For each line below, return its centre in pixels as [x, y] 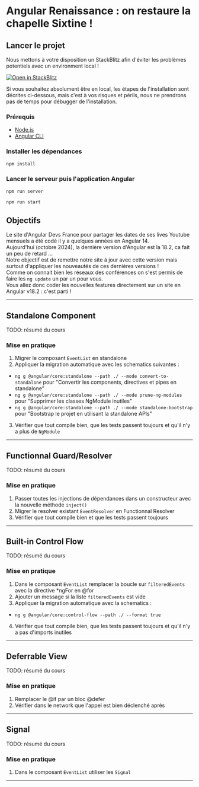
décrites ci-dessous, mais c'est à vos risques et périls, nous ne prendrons [96, 95]
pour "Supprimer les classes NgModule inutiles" [73, 401]
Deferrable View [37, 657]
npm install [21, 164]
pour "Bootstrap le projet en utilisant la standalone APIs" [84, 414]
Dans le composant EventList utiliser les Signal [73, 772]
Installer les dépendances [44, 151]
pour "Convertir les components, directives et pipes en [110, 382]
